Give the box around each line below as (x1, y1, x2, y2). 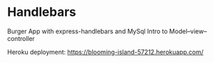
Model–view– (169, 27, 207, 35)
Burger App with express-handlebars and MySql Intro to (7, 27, 168, 35)
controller (7, 34, 35, 42)
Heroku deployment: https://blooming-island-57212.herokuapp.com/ (7, 48, 204, 56)
